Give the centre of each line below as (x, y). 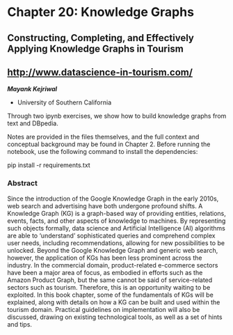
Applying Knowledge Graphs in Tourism (96, 48)
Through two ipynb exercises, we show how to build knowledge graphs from (117, 116)
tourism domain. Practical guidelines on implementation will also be (104, 309)
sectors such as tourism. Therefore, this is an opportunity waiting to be (109, 287)
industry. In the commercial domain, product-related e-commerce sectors (113, 265)
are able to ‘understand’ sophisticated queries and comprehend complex (111, 235)
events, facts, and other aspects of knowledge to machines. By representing (116, 221)
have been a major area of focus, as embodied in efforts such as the (105, 272)
